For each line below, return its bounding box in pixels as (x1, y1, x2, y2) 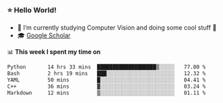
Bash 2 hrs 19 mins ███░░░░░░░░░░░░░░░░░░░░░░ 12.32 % (7, 71, 206, 77)
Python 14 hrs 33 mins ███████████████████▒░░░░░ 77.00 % (7, 64, 206, 71)
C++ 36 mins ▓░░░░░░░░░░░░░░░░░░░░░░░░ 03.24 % (7, 83, 206, 90)
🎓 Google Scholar (17, 31, 71, 39)
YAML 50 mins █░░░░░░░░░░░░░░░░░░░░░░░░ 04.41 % (7, 77, 206, 84)
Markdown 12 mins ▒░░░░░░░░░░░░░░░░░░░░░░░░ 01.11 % (7, 89, 206, 96)
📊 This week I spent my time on (7, 48, 101, 56)
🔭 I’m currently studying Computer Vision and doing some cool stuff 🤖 (17, 24, 217, 32)
